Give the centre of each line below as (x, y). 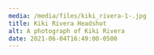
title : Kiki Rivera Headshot (58, 23)
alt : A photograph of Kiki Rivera (67, 31)
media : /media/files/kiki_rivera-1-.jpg (78, 16)
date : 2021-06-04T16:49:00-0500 (63, 38)
